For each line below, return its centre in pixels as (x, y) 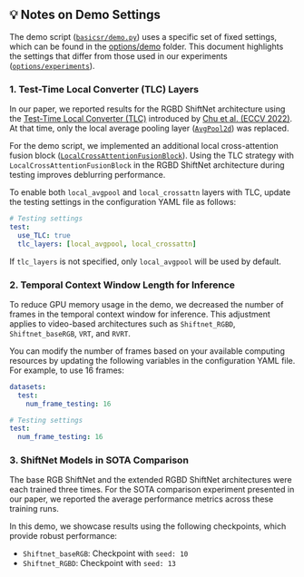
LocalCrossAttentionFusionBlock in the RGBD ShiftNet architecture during (147, 165)
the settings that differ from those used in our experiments (119, 56)
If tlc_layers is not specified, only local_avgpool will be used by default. (145, 261)
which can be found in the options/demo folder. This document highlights (147, 46)
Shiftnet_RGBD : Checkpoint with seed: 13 (99, 563)
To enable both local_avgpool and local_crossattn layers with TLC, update (150, 192)
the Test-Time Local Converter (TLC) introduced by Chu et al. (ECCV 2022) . (151, 119)
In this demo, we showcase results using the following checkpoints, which (148, 526)
